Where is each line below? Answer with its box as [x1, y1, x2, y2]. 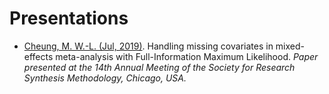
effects [23, 50, 54, 62]
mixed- [275, 40, 305, 52]
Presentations [9, 7, 129, 30]
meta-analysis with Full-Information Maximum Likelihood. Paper [55, 50, 319, 62]
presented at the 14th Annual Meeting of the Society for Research [23, 61, 296, 73]
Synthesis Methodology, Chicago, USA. [23, 72, 187, 84]
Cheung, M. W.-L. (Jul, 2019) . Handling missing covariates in [23, 40, 274, 52]
